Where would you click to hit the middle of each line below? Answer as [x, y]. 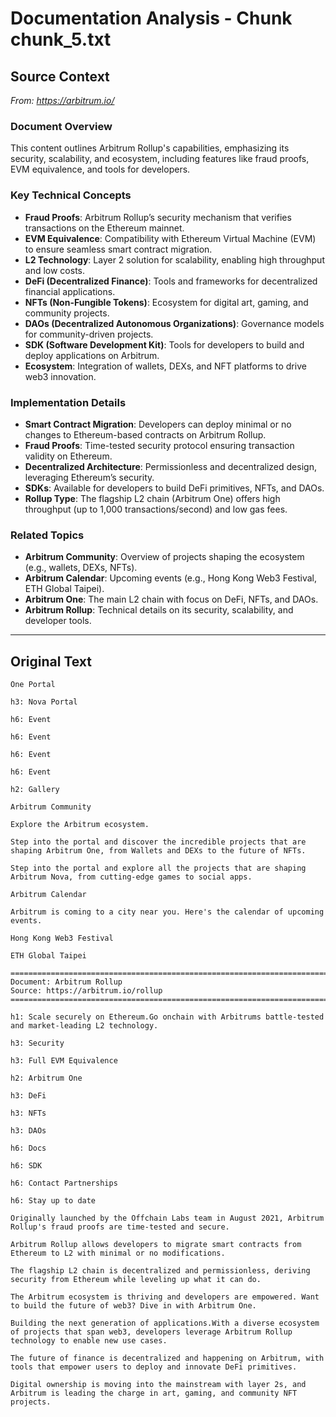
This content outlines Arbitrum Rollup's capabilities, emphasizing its [150, 148]
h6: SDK [26, 1166]
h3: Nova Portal [44, 702]
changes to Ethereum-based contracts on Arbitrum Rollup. [145, 434]
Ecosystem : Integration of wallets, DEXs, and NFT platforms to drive [165, 366]
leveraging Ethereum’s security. [89, 477]
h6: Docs [28, 1148]
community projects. [67, 313]
